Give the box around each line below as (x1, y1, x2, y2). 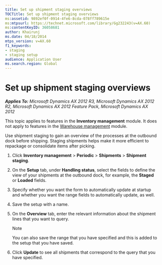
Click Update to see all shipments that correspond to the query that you (12, 249, 156, 255)
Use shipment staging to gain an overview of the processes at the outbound (5, 133, 157, 139)
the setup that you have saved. (12, 240, 74, 246)
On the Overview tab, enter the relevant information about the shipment (12, 211, 156, 217)
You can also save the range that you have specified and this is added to (12, 235, 158, 241)
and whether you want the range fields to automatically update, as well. (12, 192, 155, 198)
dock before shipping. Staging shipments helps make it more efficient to (5, 138, 149, 144)
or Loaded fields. (12, 177, 47, 183)
